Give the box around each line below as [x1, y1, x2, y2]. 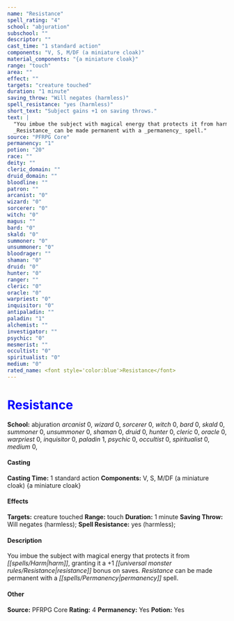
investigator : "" [7, 328, 58, 335]
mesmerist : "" [7, 341, 49, 348]
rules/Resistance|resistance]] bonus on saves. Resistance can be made [7, 567, 212, 575]
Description [7, 536, 42, 544]
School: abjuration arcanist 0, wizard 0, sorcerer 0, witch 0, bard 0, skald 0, [7, 420, 225, 428]
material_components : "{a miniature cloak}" [7, 56, 139, 63]
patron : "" [7, 186, 39, 193]
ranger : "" [7, 276, 39, 283]
